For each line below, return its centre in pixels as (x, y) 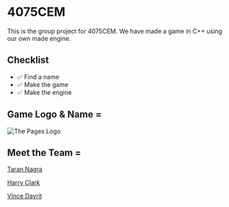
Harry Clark (23, 183)
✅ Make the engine (44, 92)
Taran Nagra (25, 169)
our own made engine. (39, 38)
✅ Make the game (43, 84)
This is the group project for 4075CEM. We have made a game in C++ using (115, 31)
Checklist (28, 60)
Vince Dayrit (25, 196)
